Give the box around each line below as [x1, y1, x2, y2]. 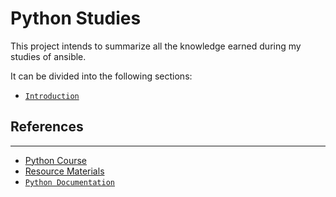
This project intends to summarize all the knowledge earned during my [10, 40, 302, 52]
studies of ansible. [10, 50, 87, 62]
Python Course [24, 154, 87, 166]
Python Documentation [24, 177, 115, 187]
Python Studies [10, 7, 142, 30]
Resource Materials [24, 165, 105, 177]
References [10, 118, 84, 136]
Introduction [24, 91, 80, 101]
